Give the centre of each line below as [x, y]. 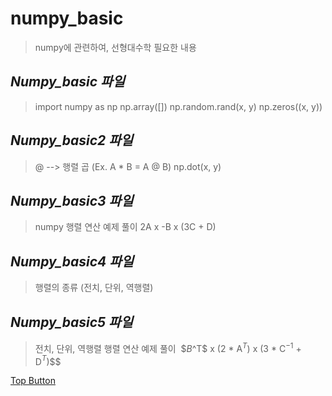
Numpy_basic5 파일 [71, 322]
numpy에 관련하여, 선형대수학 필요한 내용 [115, 47]
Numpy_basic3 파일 [72, 200]
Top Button [33, 381]
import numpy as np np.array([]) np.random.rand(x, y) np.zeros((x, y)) [178, 106]
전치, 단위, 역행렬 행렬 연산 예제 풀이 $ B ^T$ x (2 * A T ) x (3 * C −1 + [168, 347]
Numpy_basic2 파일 [71, 140]
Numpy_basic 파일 [67, 82]
